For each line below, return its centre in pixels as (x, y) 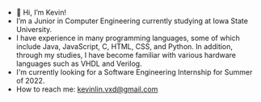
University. (34, 29)
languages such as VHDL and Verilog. (79, 63)
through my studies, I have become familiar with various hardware (126, 55)
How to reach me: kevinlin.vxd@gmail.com (87, 89)
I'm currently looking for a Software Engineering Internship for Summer (134, 72)
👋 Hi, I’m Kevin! (41, 12)
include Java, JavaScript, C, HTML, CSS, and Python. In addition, (124, 47)
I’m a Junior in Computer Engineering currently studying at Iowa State (132, 21)
